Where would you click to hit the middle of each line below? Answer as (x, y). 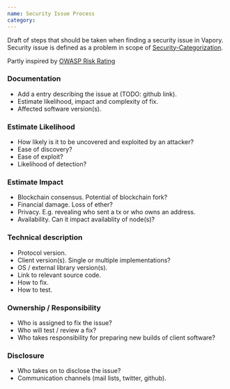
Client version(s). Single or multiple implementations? (94, 260)
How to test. (35, 289)
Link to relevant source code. (59, 275)
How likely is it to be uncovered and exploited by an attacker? (105, 142)
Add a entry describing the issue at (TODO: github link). (97, 94)
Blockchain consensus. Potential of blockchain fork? (92, 197)
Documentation (34, 79)
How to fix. (33, 282)
